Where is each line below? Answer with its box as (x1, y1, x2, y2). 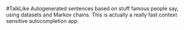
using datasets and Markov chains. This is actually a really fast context (6, 11, 178, 18)
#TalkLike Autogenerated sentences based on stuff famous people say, (6, 5, 179, 12)
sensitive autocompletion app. (6, 18, 79, 24)
